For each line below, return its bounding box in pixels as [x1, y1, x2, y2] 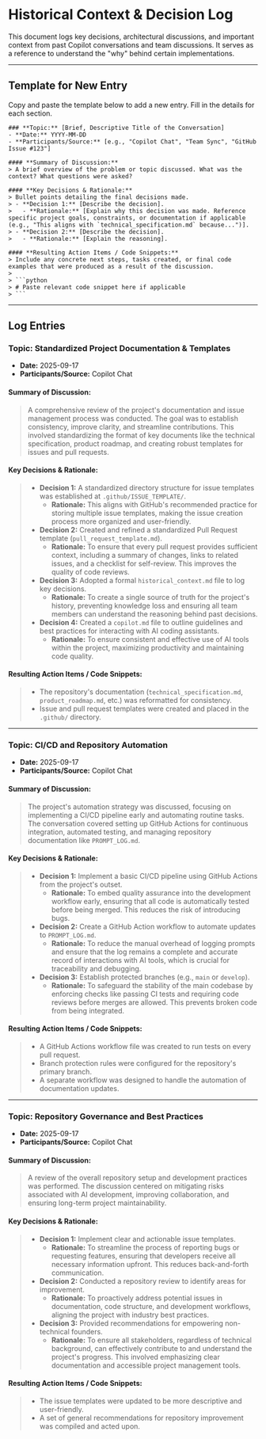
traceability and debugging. [51, 964, 142, 973]
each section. [8, 109, 53, 118]
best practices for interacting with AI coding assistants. [39, 626, 220, 636]
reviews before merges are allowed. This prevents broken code [51, 997, 257, 1007]
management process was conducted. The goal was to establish [27, 414, 239, 423]
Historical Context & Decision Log [8, 6, 234, 24]
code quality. [51, 651, 94, 661]
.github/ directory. [39, 712, 101, 722]
